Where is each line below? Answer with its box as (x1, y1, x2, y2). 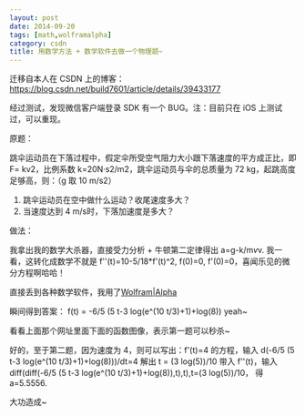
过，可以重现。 (9, 114, 66, 125)
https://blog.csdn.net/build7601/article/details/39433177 (9, 84, 221, 95)
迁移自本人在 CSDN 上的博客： (9, 74, 125, 85)
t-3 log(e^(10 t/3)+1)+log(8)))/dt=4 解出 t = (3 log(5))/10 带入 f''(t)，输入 (9, 356, 278, 367)
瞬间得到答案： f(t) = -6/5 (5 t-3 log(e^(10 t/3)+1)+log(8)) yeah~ (9, 306, 248, 317)
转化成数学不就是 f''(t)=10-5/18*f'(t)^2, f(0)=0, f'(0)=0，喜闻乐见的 (33, 256, 282, 267)
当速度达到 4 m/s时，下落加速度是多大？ (22, 206, 175, 217)
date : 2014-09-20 (9, 22, 76, 31)
